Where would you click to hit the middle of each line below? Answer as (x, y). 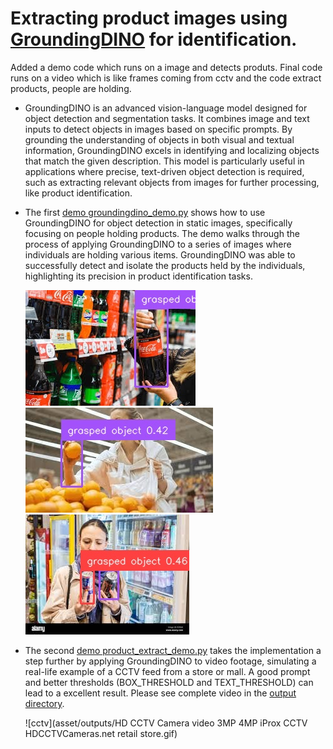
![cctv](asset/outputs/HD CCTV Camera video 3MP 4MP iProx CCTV (166, 723)
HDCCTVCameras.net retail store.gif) (101, 733)
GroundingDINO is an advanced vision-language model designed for (166, 108)
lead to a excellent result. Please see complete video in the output (160, 693)
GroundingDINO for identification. (154, 39)
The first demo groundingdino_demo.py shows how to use (145, 212)
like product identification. (78, 193)
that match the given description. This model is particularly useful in (164, 161)
